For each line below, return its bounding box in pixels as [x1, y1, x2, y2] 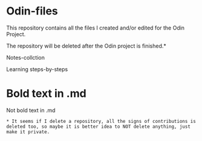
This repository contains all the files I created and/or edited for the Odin [6, 24, 185, 31]
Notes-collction [6, 54, 45, 61]
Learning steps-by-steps [6, 65, 68, 73]
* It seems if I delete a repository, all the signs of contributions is [6, 118, 197, 124]
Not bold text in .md [6, 107, 56, 114]
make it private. [6, 128, 50, 135]
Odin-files [6, 4, 59, 18]
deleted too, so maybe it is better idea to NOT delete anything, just [6, 124, 191, 130]
